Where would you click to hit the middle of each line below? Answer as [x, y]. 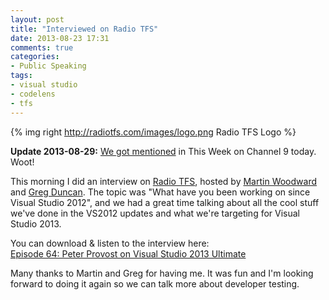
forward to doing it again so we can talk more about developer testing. [155, 283]
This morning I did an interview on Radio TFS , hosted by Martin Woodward [164, 181]
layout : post [37, 19]
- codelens [33, 94]
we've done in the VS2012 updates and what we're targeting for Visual [155, 213]
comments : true [42, 47]
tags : [21, 76]
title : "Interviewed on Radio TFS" [84, 29]
